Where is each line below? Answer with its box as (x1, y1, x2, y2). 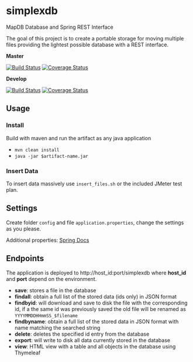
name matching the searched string (14, 324, 101, 331)
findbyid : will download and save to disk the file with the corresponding (14, 299, 188, 306)
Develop (6, 75, 27, 82)
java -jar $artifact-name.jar (14, 153, 89, 159)
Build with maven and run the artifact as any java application (6, 134, 151, 141)
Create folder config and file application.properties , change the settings (6, 219, 184, 226)
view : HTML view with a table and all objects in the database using (14, 343, 176, 350)
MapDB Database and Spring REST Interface (6, 23, 114, 31)
